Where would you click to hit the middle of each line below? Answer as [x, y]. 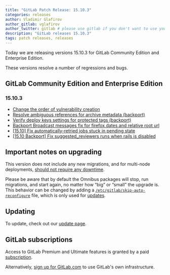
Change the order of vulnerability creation [56, 109]
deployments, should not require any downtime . [55, 170]
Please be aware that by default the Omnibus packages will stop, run [77, 179]
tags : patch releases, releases [39, 38]
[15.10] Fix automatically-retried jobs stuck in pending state [74, 131]
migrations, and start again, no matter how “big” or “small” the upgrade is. [82, 185]
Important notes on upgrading [54, 152]
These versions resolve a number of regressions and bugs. [67, 68]
